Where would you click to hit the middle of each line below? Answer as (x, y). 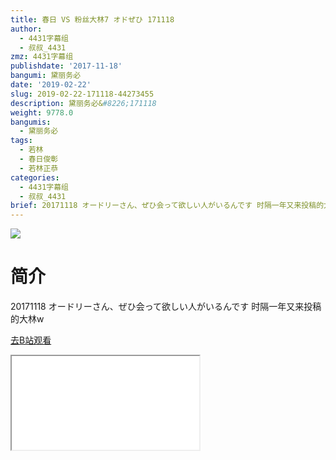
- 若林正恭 (39, 168)
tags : (21, 141)
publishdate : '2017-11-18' (66, 66)
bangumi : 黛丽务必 (46, 76)
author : (26, 29)
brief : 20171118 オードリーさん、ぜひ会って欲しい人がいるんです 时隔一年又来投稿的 (167, 206)
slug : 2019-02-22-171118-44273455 (82, 94)
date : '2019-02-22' (51, 85)
